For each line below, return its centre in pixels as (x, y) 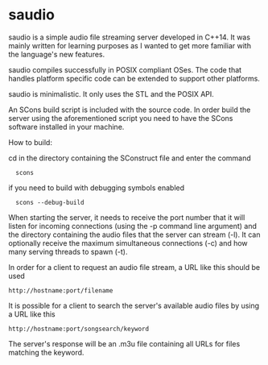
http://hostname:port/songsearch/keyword (79, 329)
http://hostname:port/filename (61, 290)
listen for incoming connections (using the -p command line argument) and (133, 226)
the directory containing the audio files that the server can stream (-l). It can (134, 234)
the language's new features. (57, 54)
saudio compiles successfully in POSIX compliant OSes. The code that (125, 69)
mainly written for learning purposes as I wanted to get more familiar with (130, 45)
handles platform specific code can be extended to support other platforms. (134, 78)
